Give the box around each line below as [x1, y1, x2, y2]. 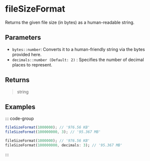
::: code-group [5, 115, 34, 122]
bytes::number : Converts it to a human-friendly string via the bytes [12, 46, 145, 52]
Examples [5, 103, 35, 111]
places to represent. [12, 62, 52, 67]
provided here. [12, 51, 42, 57]
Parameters [5, 33, 41, 42]
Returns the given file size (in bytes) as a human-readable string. [5, 19, 135, 25]
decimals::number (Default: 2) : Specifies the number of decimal [12, 57, 144, 63]
